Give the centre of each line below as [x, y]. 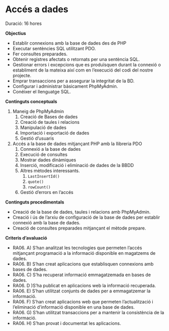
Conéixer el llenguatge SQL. [42, 91]
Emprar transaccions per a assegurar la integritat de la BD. [74, 81]
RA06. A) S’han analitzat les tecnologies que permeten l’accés [77, 248]
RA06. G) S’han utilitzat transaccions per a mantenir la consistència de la [88, 312]
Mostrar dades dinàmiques [48, 160]
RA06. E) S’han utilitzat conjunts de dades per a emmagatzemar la [81, 291]
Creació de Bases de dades [49, 117]
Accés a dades [37, 9]
